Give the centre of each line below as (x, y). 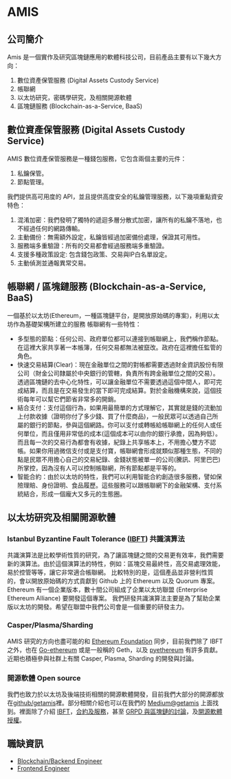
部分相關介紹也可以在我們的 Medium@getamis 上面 (140, 702)
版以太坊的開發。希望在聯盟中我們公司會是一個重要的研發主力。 (97, 607)
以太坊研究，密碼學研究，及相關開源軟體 (74, 98)
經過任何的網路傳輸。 (53, 228)
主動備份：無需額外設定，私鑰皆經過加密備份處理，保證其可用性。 (110, 237)
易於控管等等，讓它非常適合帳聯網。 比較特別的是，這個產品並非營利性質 (110, 572)
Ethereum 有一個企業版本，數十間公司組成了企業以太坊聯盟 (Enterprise (107, 589)
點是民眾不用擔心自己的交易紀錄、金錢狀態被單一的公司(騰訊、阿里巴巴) (119, 459)
